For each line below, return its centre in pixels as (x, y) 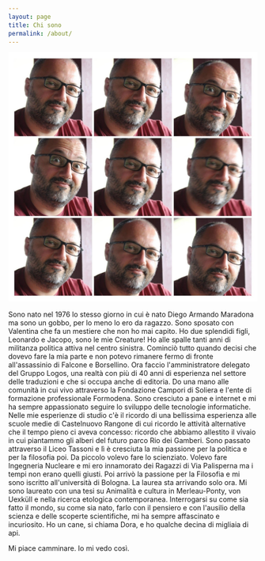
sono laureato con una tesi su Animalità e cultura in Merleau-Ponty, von (125, 491)
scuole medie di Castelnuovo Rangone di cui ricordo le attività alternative (127, 424)
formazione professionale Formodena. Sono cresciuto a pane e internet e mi (132, 399)
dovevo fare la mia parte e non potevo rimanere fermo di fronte (111, 357)
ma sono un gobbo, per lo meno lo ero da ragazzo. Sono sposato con (121, 323)
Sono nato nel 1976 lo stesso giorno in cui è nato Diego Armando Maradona (131, 315)
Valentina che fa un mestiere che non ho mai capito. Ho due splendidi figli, (129, 332)
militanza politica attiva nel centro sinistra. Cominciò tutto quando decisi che (132, 348)
